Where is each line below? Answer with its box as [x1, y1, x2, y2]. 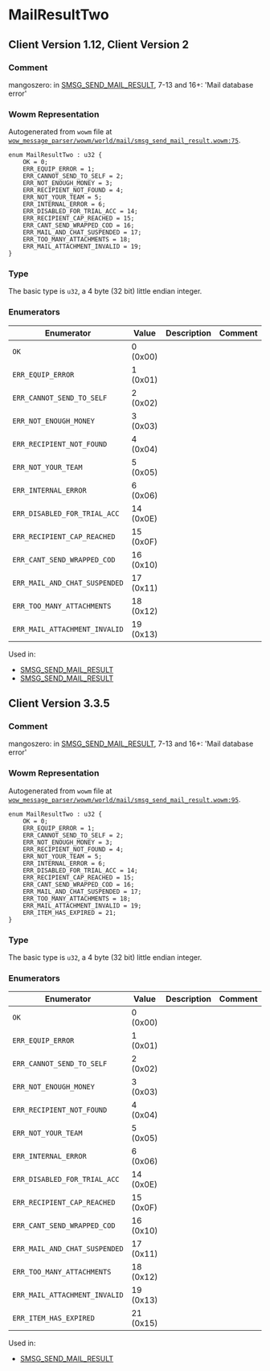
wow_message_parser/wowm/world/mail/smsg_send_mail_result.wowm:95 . [8, 794, 241, 804]
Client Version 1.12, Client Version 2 [8, 38, 190, 51]
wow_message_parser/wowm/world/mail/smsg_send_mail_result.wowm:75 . [8, 135, 241, 146]
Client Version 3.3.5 [8, 697, 110, 710]
